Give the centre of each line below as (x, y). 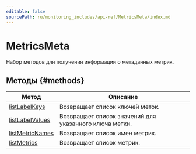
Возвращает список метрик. (100, 143)
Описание (123, 97)
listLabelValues (30, 120)
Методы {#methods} (45, 81)
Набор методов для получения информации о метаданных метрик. (90, 62)
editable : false (26, 11)
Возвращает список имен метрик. (108, 134)
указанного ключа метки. (96, 124)
